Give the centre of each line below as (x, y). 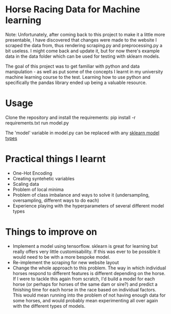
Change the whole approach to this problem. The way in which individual (89, 268)
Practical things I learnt (56, 159)
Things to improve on (51, 232)
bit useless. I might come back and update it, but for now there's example (82, 51)
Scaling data (26, 184)
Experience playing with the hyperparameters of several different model (88, 205)
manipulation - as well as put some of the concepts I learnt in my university (84, 71)
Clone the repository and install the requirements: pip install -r (70, 117)
